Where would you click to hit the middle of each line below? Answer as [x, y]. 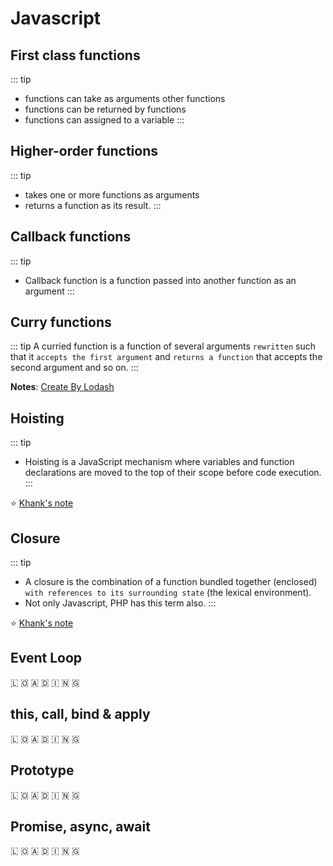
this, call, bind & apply [80, 714]
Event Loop [46, 658]
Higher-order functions [84, 151]
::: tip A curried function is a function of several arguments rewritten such [163, 346]
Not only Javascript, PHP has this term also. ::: [120, 603]
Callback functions [71, 237]
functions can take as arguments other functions [125, 98]
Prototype [42, 770]
